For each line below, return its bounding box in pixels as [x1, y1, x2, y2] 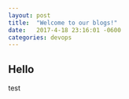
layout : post [8, 11, 51, 20]
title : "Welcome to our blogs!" [8, 19, 118, 27]
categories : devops [8, 33, 72, 42]
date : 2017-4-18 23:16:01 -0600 [8, 26, 122, 34]
